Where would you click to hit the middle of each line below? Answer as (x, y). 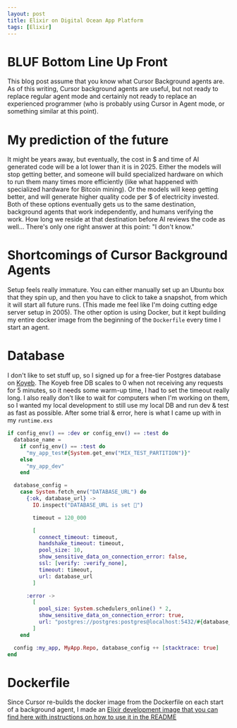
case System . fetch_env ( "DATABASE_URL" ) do (83, 492)
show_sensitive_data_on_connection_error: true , (111, 615)
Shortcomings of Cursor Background (117, 255)
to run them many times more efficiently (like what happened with (103, 182)
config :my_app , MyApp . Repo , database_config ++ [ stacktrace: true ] (116, 648)
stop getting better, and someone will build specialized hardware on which (115, 174)
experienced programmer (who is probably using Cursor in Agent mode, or (116, 104)
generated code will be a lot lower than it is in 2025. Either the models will (114, 167)
